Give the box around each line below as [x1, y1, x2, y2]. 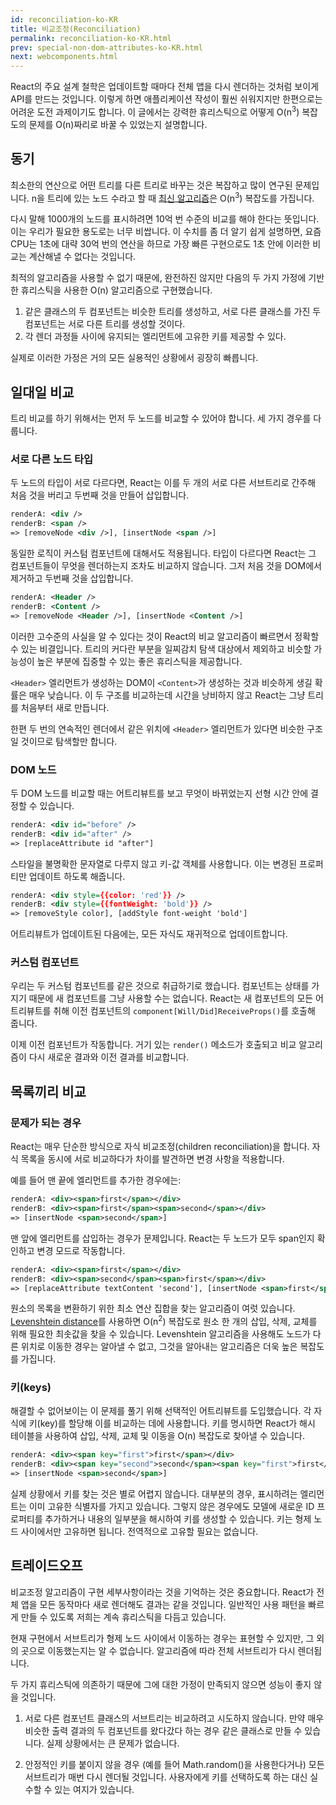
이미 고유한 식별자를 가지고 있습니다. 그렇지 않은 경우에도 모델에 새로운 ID [28, 1500, 315, 1512]
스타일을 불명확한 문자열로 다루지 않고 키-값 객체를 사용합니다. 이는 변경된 [10, 857, 298, 870]
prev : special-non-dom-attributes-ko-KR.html [10, 42, 203, 53]
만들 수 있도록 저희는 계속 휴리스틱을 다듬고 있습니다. [20, 1611, 227, 1623]
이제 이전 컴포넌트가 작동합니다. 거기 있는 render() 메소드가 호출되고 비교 [10, 1039, 297, 1051]
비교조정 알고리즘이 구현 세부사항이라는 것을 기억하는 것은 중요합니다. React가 [10, 1586, 315, 1598]
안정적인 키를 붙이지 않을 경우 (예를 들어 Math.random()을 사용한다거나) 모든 [24, 1758, 325, 1770]
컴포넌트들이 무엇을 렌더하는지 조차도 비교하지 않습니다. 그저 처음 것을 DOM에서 [10, 559, 322, 571]
